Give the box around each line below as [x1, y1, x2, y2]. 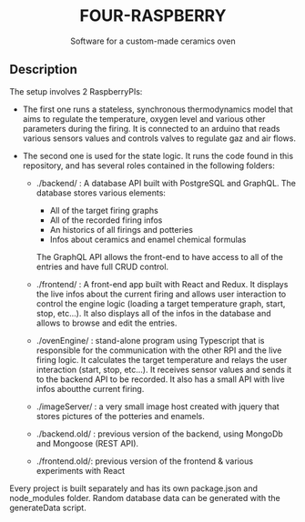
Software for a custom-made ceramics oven [70, 35, 236, 46]
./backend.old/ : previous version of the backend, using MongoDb [36, 428, 284, 439]
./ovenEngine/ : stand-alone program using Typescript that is [36, 335, 265, 346]
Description [9, 62, 77, 77]
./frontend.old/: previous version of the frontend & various [36, 456, 253, 467]
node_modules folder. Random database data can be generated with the [9, 492, 280, 503]
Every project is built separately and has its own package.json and [9, 483, 258, 494]
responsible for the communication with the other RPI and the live [36, 345, 282, 356]
